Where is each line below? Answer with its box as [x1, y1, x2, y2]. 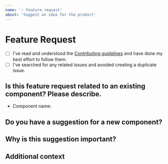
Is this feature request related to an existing [5, 82, 146, 90]
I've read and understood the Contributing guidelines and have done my [12, 50, 163, 57]
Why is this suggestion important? [5, 135, 116, 144]
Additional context [5, 152, 65, 160]
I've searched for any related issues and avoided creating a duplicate [12, 62, 157, 68]
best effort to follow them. [12, 56, 67, 62]
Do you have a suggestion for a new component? [5, 118, 163, 126]
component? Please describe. [5, 89, 102, 98]
